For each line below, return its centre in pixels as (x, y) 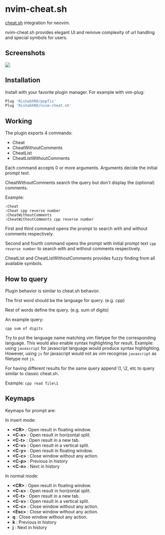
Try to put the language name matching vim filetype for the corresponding (81, 338)
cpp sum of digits (24, 328)
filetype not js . (20, 358)
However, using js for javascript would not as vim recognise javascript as (81, 353)
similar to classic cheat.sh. (32, 373)
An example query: (24, 319)
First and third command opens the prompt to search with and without (76, 229)
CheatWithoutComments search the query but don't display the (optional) (80, 183)
